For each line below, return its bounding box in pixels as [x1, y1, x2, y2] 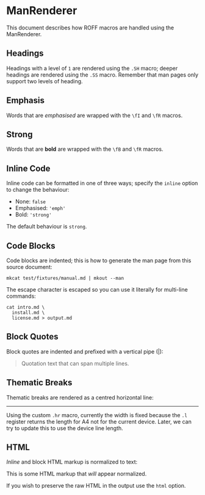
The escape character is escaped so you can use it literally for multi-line [6, 286, 188, 293]
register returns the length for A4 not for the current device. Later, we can [6, 418, 192, 425]
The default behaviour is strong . [6, 223, 87, 230]
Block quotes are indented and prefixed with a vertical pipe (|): [6, 347, 164, 355]
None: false [15, 198, 46, 205]
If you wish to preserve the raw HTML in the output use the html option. [6, 482, 186, 489]
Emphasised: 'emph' [15, 205, 66, 212]
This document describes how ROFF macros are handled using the [6, 24, 174, 31]
